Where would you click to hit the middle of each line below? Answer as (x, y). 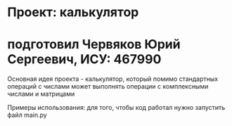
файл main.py (27, 115)
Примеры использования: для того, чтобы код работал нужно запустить (116, 108)
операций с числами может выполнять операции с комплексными (108, 87)
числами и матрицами (41, 94)
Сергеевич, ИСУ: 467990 (84, 59)
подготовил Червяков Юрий (94, 45)
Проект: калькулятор (73, 12)
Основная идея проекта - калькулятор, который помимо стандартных (113, 79)
